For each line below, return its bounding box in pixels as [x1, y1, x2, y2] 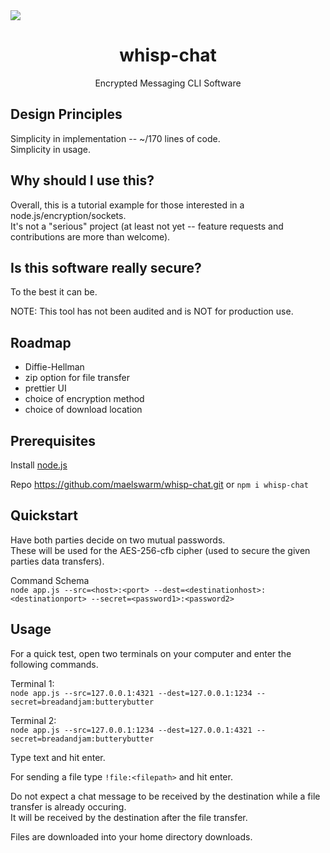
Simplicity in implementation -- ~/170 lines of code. [10, 132, 221, 144]
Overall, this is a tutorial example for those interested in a [10, 199, 245, 211]
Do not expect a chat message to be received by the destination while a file [10, 790, 321, 802]
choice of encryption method [24, 393, 145, 405]
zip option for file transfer [24, 372, 130, 384]
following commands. [10, 658, 99, 670]
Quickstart [10, 507, 79, 524]
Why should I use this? [10, 172, 155, 189]
